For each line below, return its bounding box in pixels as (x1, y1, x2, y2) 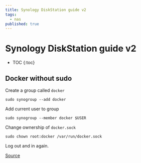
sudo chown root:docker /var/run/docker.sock (5, 134, 102, 139)
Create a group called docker (5, 87, 65, 93)
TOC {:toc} (12, 60, 35, 66)
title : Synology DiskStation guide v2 (5, 7, 86, 13)
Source (5, 152, 20, 158)
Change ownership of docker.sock (5, 124, 76, 130)
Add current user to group (5, 106, 59, 112)
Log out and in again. (5, 143, 49, 148)
